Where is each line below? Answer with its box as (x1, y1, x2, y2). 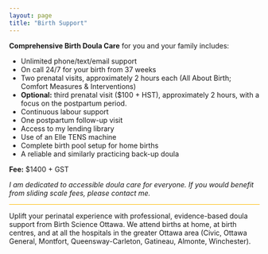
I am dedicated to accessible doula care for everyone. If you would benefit (9, 179, 254, 189)
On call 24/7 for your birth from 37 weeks (20, 64, 157, 74)
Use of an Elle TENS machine (20, 132, 117, 141)
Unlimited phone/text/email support (20, 56, 138, 66)
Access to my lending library (20, 124, 115, 133)
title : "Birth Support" (9, 19, 88, 27)
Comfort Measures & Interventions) (20, 81, 137, 91)
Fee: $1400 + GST (9, 164, 70, 174)
